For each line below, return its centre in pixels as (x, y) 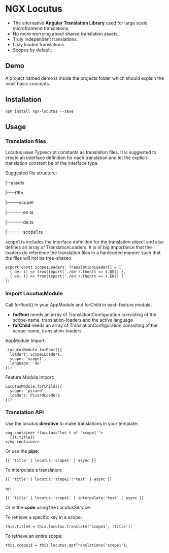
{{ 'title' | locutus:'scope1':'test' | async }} (59, 479)
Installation (23, 100)
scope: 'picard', (28, 391)
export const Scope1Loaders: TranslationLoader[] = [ (63, 267)
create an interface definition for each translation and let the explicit (76, 158)
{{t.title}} (23, 437)
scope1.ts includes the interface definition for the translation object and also (84, 242)
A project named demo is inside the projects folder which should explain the (85, 78)
